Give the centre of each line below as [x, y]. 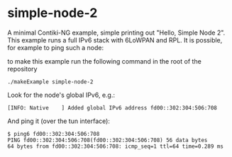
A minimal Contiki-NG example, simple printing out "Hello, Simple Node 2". [116, 33]
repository [22, 69]
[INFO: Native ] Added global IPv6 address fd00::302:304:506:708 [112, 107]
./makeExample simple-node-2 [50, 82]
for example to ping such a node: [56, 47]
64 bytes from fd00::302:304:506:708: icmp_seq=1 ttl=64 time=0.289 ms [115, 146]
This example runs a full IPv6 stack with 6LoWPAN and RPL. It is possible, [115, 40]
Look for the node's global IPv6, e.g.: [61, 95]
